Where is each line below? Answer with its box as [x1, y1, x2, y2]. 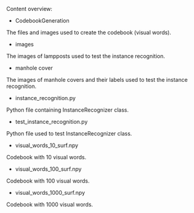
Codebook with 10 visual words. [6, 154, 87, 161]
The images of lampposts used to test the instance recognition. [6, 52, 165, 60]
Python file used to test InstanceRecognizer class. [6, 130, 132, 137]
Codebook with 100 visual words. [6, 177, 90, 184]
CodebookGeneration [15, 17, 70, 24]
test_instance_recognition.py [15, 118, 88, 125]
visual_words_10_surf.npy [15, 142, 79, 149]
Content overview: [6, 5, 53, 12]
